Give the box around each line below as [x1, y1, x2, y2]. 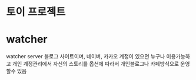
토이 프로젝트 [6, 5, 66, 19]
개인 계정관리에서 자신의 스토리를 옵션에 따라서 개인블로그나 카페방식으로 [12, 60, 180, 68]
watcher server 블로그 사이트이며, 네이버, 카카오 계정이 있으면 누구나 [6, 53, 165, 60]
